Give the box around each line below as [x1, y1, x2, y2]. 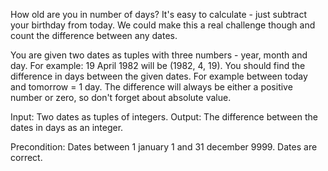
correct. [10, 152, 43, 163]
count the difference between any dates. [10, 30, 178, 41]
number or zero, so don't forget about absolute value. [10, 92, 232, 103]
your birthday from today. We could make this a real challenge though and [10, 19, 316, 31]
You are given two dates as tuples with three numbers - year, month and [10, 49, 308, 61]
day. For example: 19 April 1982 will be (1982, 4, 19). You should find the [10, 60, 306, 71]
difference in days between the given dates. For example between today [10, 70, 308, 82]
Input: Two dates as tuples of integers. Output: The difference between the [10, 111, 318, 123]
